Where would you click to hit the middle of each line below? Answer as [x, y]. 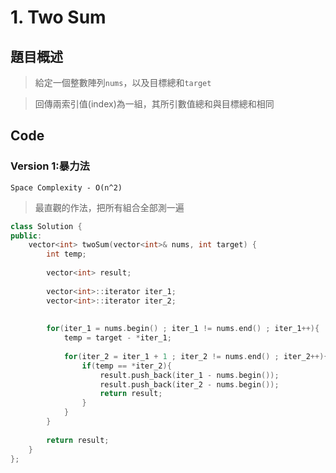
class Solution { [46, 226]
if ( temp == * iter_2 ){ [126, 366]
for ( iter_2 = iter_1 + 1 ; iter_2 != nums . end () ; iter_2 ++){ [196, 356]
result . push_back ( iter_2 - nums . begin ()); [189, 384]
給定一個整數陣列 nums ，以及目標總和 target [123, 82]
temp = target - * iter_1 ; [117, 338]
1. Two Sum [58, 17]
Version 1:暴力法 [50, 166]
